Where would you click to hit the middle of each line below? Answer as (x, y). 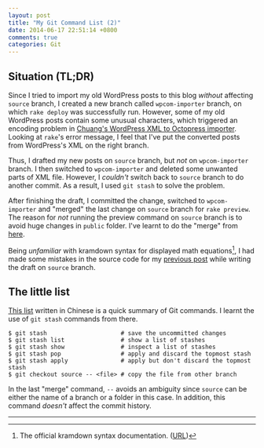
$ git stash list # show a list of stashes (107, 341)
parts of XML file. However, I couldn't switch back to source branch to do (126, 177)
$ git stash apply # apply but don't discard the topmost (130, 361)
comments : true (33, 37)
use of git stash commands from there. (73, 319)
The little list (39, 291)
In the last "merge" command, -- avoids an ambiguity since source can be (128, 389)
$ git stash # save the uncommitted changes (117, 333)
